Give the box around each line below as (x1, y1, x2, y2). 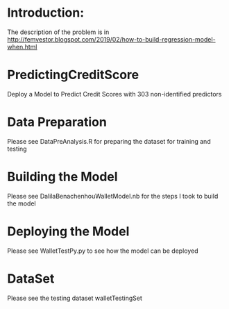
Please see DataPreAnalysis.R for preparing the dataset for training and (7, 137, 211, 145)
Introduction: (7, 5, 85, 21)
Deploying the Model (7, 224, 130, 239)
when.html (7, 42, 37, 51)
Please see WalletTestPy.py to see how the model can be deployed (7, 247, 198, 255)
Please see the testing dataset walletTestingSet (7, 294, 142, 302)
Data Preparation (7, 115, 108, 130)
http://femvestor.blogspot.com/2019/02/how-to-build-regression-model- (7, 35, 217, 43)
